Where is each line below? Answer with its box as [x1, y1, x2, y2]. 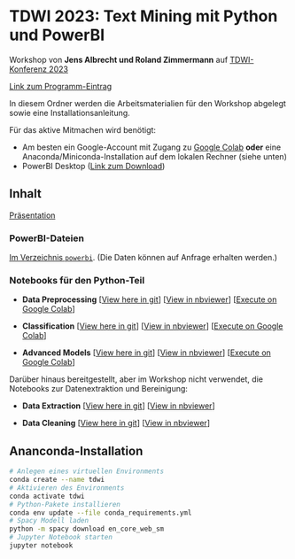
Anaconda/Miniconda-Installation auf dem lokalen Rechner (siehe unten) [21, 151, 288, 161]
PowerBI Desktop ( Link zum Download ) [21, 160, 166, 171]
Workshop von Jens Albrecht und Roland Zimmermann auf [9, 54, 229, 65]
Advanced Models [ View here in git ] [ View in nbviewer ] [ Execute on [21, 347, 272, 358]
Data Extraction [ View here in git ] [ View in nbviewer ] [21, 400, 215, 411]
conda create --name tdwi [9, 476, 105, 485]
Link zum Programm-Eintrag [9, 81, 113, 91]
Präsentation [9, 210, 56, 221]
